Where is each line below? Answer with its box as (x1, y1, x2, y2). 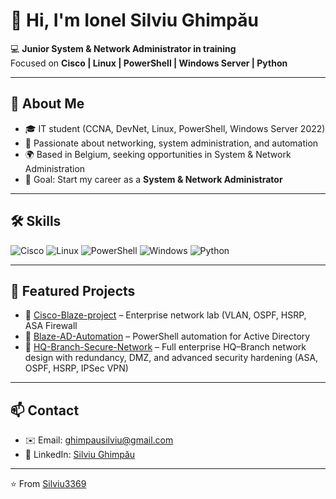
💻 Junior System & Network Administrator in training (10, 42, 237, 54)
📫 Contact (10, 402, 80, 419)
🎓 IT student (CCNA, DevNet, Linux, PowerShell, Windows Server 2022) (24, 122, 326, 134)
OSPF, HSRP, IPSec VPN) (24, 362, 129, 374)
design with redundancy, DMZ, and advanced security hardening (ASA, (24, 352, 319, 364)
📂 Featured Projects (10, 282, 136, 299)
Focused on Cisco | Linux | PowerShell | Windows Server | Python (10, 57, 288, 69)
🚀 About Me (10, 95, 85, 113)
